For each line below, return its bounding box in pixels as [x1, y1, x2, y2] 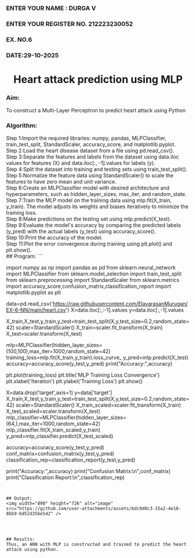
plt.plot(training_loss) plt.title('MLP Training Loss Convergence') [6, 371, 160, 378]
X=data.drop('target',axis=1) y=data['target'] [6, 389, 113, 396]
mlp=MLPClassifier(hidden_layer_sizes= [6, 342, 103, 349]
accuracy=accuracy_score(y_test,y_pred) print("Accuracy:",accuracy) [6, 360, 173, 367]
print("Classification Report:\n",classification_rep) [6, 474, 125, 481]
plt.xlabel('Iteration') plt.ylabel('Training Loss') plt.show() [6, 378, 143, 385]
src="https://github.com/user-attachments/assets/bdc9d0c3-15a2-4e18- [6, 506, 182, 512]
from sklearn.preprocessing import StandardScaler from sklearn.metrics [6, 277, 180, 284]
